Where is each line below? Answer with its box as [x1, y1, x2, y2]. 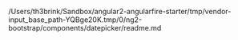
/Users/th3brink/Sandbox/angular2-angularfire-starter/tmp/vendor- [8, 7, 232, 16]
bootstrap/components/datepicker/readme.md [8, 24, 162, 32]
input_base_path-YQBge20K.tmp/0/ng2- [8, 15, 143, 24]
